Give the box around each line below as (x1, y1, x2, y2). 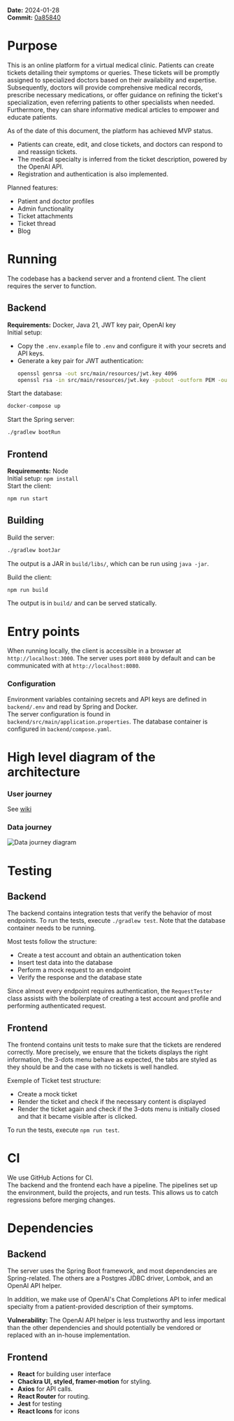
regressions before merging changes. (7, 1196, 116, 1204)
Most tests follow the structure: (7, 938, 97, 946)
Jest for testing (17, 1399, 62, 1408)
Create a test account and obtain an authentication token (17, 951, 182, 959)
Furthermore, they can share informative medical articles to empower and (7, 105, 219, 114)
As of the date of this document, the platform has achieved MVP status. (7, 126, 213, 135)
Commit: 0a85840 (7, 13, 61, 22)
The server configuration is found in (7, 709, 110, 718)
